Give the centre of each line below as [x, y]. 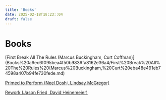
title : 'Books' [21, 10]
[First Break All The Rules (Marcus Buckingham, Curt [59, 57]
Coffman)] [124, 57]
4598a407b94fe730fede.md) [35, 73]
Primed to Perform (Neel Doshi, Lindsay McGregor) [57, 83]
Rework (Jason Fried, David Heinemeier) [47, 93]
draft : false [19, 19]
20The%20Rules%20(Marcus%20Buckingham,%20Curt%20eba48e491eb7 [83, 68]
